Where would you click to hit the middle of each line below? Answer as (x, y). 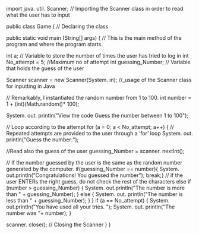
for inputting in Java (31, 86)
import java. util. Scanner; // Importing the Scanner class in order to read (95, 9)
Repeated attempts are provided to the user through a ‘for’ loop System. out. (99, 133)
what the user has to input (38, 15)
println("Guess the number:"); (42, 140)
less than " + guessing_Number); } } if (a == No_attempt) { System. (88, 200)
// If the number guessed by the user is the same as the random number (94, 162)
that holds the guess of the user (45, 68)
